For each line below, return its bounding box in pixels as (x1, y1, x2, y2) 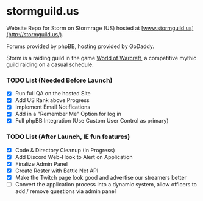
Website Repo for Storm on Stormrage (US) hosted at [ (6, 24, 144, 32)
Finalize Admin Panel (15, 160, 68, 168)
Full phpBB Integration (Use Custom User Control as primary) (15, 117, 169, 124)
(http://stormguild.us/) (6, 30, 62, 38)
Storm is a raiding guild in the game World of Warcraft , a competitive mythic (6, 54, 197, 61)
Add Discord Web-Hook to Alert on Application (15, 153, 133, 160)
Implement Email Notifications (15, 103, 90, 111)
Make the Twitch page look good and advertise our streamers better (15, 174, 187, 182)
